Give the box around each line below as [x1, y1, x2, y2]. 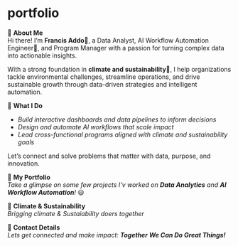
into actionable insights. [7, 51, 77, 60]
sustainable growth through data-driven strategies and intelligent [7, 80, 198, 88]
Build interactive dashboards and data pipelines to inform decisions [17, 115, 217, 124]
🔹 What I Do [7, 101, 43, 109]
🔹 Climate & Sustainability [7, 201, 86, 210]
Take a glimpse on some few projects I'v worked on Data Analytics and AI [7, 180, 227, 189]
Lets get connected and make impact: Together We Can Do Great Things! [7, 230, 226, 239]
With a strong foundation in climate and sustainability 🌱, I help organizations [7, 65, 232, 73]
